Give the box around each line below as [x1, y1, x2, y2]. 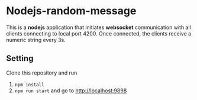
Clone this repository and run [6, 69, 77, 76]
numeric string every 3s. [6, 36, 66, 43]
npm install [14, 82, 44, 88]
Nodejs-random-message [6, 4, 137, 18]
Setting [6, 53, 34, 63]
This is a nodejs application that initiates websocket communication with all [6, 24, 191, 31]
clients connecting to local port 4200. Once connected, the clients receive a [6, 30, 192, 37]
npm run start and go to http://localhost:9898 [14, 87, 127, 94]
